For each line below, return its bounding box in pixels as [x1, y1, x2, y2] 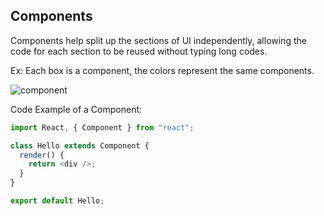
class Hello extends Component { [10, 140, 150, 151]
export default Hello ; [10, 196, 105, 206]
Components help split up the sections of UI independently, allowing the [10, 34, 307, 46]
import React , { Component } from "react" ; [10, 122, 195, 133]
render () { [19, 150, 65, 160]
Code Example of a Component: [10, 103, 143, 115]
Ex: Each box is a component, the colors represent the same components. [10, 64, 315, 76]
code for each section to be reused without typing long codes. [10, 45, 268, 57]
